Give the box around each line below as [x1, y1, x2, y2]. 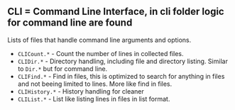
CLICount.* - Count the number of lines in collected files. [17, 49, 184, 57]
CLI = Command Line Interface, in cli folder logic [7, 6, 225, 18]
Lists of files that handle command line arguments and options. [7, 35, 192, 44]
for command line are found [7, 17, 133, 29]
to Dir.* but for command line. [17, 64, 108, 73]
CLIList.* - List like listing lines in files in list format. [17, 94, 170, 103]
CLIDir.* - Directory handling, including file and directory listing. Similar [17, 57, 229, 65]
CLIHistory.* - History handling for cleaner [17, 87, 144, 95]
